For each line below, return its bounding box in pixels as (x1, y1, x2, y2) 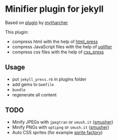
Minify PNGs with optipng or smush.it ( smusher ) (12, 124, 110, 130)
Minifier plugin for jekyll (5, 3, 104, 15)
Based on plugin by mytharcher (5, 20, 68, 25)
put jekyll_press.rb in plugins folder (12, 76, 87, 82)
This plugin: (5, 29, 29, 35)
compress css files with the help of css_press (12, 49, 104, 55)
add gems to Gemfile (12, 81, 54, 87)
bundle (12, 87, 26, 93)
